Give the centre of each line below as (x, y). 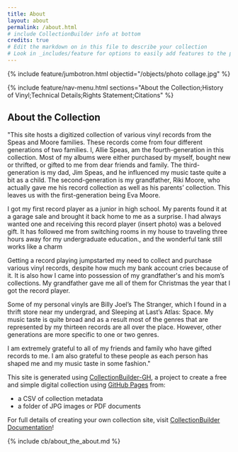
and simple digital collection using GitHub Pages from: (86, 384)
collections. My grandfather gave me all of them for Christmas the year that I (119, 283)
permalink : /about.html (42, 27)
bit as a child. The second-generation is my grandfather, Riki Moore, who (114, 180)
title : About (27, 14)
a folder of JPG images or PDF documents (79, 406)
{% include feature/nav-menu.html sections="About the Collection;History (115, 87)
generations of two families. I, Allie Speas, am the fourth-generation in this (116, 149)
